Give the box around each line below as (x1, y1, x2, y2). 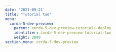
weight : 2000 (14, 35, 41, 40)
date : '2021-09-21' (5, 7, 45, 12)
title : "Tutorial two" (5, 12, 52, 17)
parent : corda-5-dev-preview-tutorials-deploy (14, 26, 112, 31)
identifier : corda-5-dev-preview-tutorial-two (14, 30, 112, 35)
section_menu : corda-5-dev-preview (5, 40, 78, 45)
